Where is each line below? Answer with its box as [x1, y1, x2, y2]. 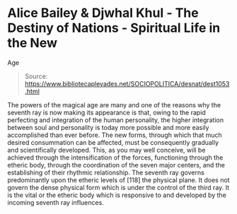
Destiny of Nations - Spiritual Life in [7, 20, 221, 36]
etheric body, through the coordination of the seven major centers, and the [7, 160, 225, 169]
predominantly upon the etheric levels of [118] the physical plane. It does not [7, 175, 230, 184]
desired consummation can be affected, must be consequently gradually [7, 138, 219, 146]
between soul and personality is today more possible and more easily [7, 123, 209, 131]
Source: [24, 72, 48, 81]
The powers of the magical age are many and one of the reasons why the [7, 100, 221, 109]
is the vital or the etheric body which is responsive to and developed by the [7, 191, 226, 199]
